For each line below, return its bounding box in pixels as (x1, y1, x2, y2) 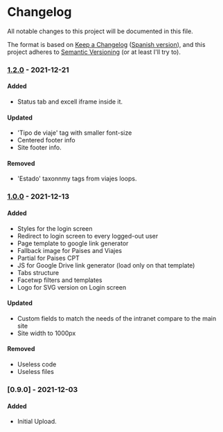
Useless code (17, 360, 57, 368)
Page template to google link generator (17, 239, 129, 247)
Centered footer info (17, 136, 75, 144)
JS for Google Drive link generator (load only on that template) (17, 261, 195, 270)
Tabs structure (17, 268, 60, 276)
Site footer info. (17, 143, 62, 152)
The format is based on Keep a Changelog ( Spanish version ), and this (7, 40, 206, 48)
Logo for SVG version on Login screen (17, 283, 127, 291)
